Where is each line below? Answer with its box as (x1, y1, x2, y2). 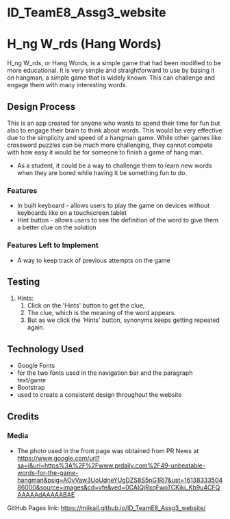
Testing (7, 276, 40, 288)
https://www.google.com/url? (16, 454, 101, 462)
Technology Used (7, 343, 84, 355)
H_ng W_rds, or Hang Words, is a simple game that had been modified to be (7, 59, 221, 67)
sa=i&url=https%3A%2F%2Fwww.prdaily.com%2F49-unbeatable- (16, 461, 205, 470)
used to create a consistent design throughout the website (16, 391, 182, 399)
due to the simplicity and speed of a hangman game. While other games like (7, 133, 222, 141)
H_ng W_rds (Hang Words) (7, 36, 162, 52)
